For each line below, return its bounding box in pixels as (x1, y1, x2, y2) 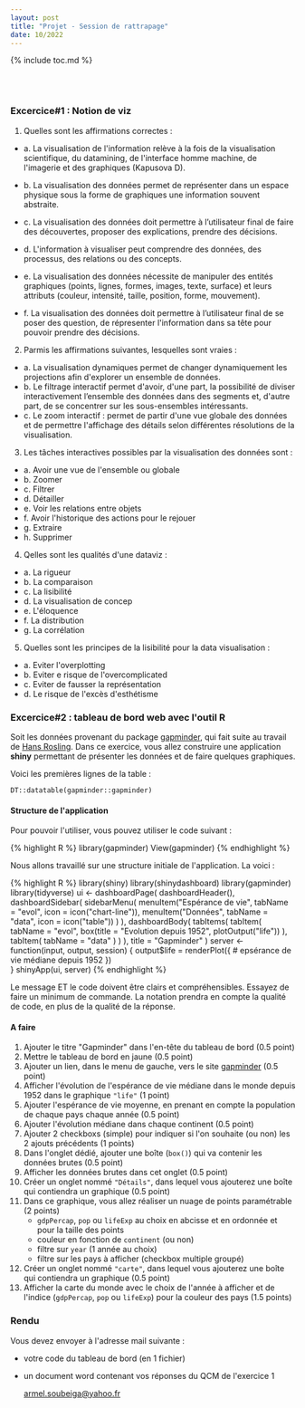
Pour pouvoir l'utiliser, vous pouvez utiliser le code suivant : (10, 825, 233, 836)
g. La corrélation (23, 624, 85, 635)
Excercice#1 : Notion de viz (10, 105, 132, 118)
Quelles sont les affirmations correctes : (23, 125, 173, 136)
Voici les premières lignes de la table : (10, 768, 152, 779)
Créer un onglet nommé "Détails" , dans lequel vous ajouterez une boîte (23, 1176, 293, 1187)
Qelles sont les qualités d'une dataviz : (23, 549, 167, 560)
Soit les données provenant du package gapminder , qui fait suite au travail (10, 731, 287, 742)
